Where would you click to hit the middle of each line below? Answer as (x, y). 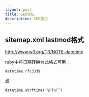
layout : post (18, 10)
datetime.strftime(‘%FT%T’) (34, 90)
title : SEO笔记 (20, 14)
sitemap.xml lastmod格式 (44, 40)
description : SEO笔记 (27, 19)
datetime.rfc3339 (23, 72)
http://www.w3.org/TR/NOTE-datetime (44, 52)
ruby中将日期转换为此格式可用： (38, 62)
